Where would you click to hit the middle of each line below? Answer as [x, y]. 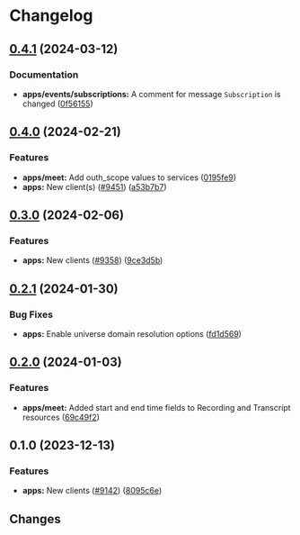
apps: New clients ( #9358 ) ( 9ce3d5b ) [93, 260]
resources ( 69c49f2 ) [61, 417]
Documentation [44, 75]
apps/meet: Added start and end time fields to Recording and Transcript [156, 407]
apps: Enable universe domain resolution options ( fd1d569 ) [132, 333]
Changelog [51, 16]
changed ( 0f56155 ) [57, 104]
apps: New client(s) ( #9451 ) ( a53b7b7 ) [94, 186]
